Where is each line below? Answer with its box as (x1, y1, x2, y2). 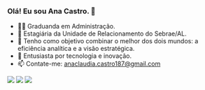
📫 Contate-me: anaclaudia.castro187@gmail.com (17, 59, 161, 68)
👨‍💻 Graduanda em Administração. (17, 22, 115, 31)
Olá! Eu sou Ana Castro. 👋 (7, 6, 96, 16)
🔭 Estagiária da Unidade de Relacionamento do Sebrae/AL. (17, 29, 187, 38)
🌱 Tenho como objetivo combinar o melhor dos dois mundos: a (17, 37, 199, 45)
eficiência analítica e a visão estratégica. (17, 45, 135, 53)
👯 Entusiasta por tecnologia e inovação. (17, 52, 132, 60)
